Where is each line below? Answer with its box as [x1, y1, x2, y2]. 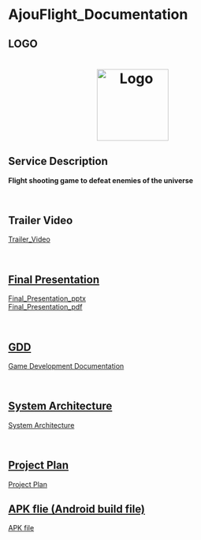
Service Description [8, 155, 108, 168]
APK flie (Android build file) [8, 503, 146, 516]
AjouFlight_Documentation [8, 6, 188, 24]
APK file [8, 523, 35, 533]
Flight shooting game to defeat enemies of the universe [8, 175, 194, 185]
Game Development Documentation [8, 362, 125, 371]
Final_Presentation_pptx [8, 294, 87, 303]
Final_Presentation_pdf [8, 302, 83, 312]
